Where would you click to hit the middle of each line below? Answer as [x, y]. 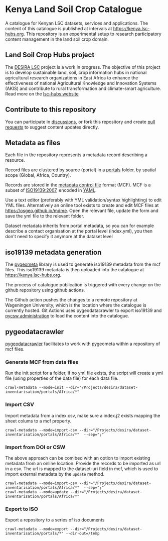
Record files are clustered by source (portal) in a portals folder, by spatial [81, 170]
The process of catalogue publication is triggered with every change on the [83, 285]
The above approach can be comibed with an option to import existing [78, 458]
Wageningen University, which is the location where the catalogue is [76, 305]
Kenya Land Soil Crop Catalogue [74, 9]
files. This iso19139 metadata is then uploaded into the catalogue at [75, 270]
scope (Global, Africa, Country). [38, 175]
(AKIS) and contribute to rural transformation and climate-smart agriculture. [83, 88]
